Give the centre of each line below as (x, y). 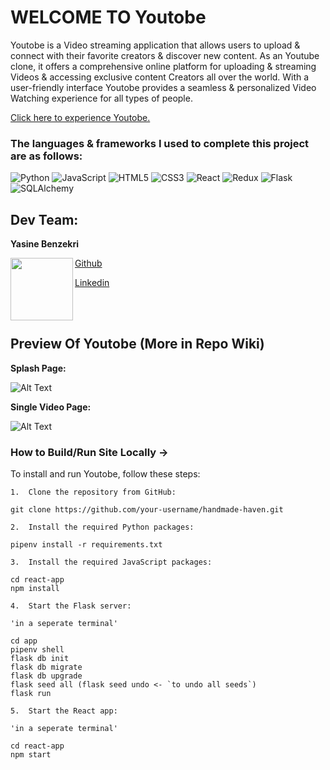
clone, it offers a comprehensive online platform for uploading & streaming (163, 66)
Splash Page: (38, 368)
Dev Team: (44, 219)
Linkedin (92, 283)
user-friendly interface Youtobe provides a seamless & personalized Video (163, 87)
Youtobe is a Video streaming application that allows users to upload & (155, 45)
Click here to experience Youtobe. (80, 117)
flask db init (40, 659)
